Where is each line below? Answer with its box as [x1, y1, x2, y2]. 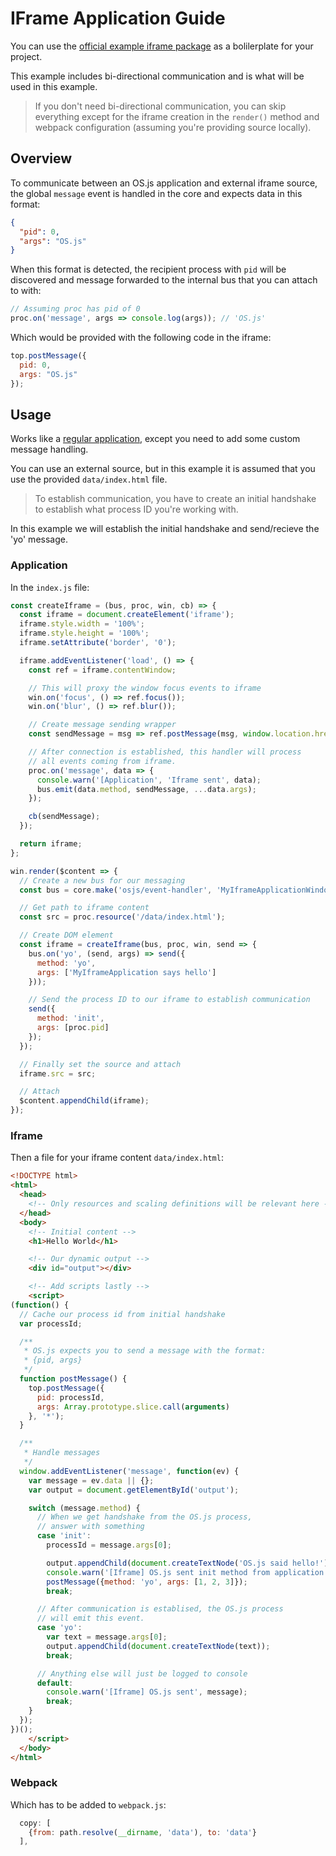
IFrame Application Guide [10, 7, 226, 30]
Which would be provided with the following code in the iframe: [10, 332, 272, 343]
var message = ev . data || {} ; [28, 1475, 155, 1486]
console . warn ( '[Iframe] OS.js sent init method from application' [46, 1567, 329, 1577]
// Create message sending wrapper [28, 720, 177, 730]
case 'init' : [36, 1531, 92, 1541]
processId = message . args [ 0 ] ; [46, 1540, 172, 1551]
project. [10, 50, 43, 62]
